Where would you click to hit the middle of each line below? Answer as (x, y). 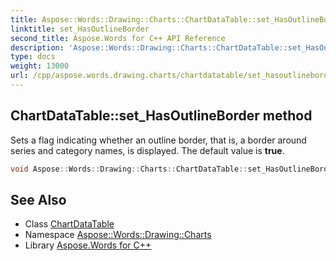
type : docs (33, 57)
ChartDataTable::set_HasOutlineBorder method (161, 116)
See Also (38, 199)
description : (37, 47)
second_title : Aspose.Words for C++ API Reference (118, 38)
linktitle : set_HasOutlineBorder (80, 29)
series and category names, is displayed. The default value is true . (147, 150)
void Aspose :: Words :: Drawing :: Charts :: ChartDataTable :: (129, 169)
